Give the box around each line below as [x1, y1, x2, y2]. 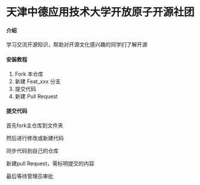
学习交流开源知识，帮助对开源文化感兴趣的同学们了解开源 [6, 41, 147, 48]
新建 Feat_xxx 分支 [14, 78, 61, 85]
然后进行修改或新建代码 [6, 134, 64, 141]
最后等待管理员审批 [6, 172, 54, 180]
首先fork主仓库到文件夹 [6, 122, 64, 129]
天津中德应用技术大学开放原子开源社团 [6, 5, 195, 19]
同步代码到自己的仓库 [6, 147, 59, 154]
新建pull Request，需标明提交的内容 [6, 159, 94, 167]
